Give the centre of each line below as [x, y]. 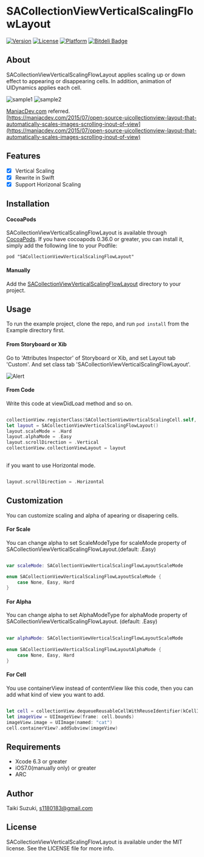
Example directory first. [36, 330]
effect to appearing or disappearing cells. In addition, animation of [89, 81]
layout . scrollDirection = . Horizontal [55, 482]
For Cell [16, 675]
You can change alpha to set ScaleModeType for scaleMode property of [97, 542]
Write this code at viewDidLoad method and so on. [70, 403]
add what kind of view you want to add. [56, 694]
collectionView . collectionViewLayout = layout [66, 448]
